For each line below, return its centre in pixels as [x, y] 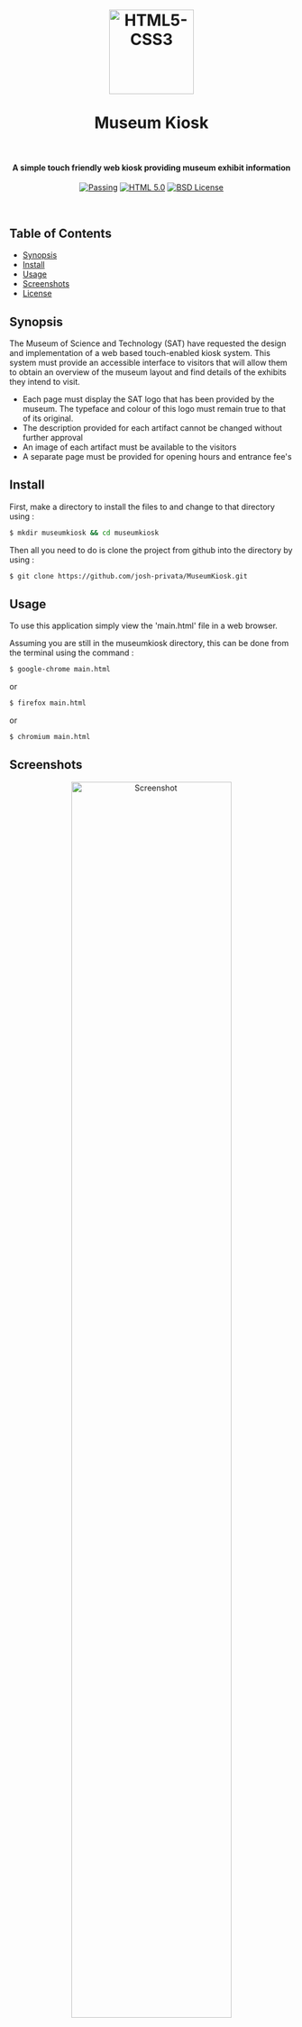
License [37, 294]
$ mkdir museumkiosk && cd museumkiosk [84, 533]
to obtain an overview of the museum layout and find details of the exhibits [148, 372]
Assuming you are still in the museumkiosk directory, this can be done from [149, 644]
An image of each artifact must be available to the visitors [129, 447]
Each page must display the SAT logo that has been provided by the [148, 399]
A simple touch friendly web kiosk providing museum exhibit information [151, 168]
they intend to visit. [45, 382]
